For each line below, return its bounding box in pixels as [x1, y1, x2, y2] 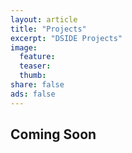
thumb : [19, 71, 47, 81]
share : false [10, 80, 65, 90]
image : [10, 42, 38, 53]
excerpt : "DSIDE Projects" [10, 33, 123, 43]
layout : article [10, 14, 78, 25]
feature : [19, 52, 56, 62]
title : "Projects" [10, 24, 87, 34]
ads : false [10, 89, 56, 99]
